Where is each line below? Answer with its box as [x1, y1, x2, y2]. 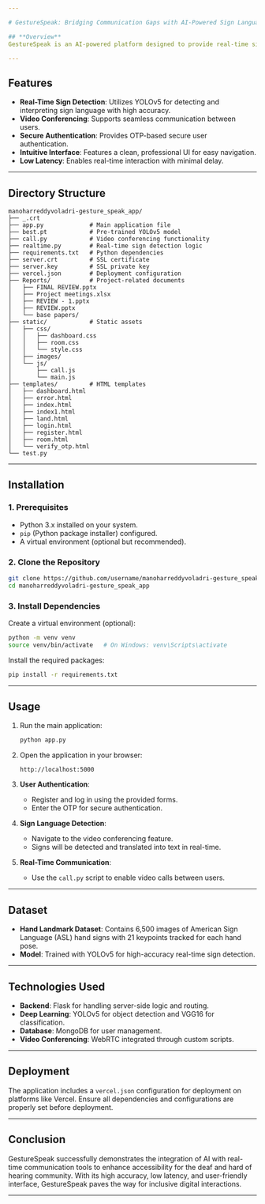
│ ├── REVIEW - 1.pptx [8, 297, 90, 305]
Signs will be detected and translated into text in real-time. [31, 843, 222, 852]
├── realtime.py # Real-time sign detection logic [8, 242, 203, 250]
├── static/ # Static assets [8, 318, 144, 326]
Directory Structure [8, 187, 106, 200]
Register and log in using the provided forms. [31, 795, 178, 805]
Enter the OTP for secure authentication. [31, 803, 163, 813]
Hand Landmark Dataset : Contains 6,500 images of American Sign [19, 924, 238, 934]
